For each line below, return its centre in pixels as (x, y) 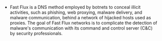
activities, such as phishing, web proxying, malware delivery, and (76, 12)
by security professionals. (36, 33)
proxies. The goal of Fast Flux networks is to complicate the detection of (83, 23)
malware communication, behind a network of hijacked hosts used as (81, 18)
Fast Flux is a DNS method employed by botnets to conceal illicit (75, 7)
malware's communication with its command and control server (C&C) (81, 28)
